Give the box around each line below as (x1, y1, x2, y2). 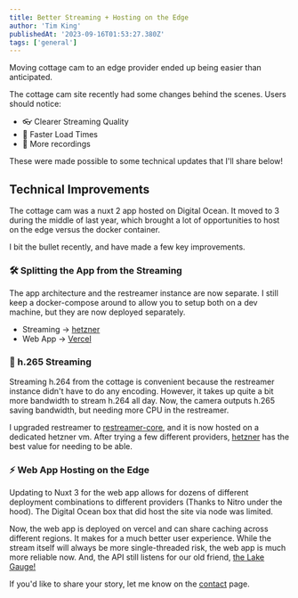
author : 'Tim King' (9, 21, 82, 30)
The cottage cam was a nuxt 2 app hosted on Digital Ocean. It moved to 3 (9, 206, 280, 217)
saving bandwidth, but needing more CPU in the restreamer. (9, 405, 230, 415)
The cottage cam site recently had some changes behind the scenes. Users (9, 89, 286, 100)
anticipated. (9, 72, 53, 83)
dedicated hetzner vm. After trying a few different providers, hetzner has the (9, 431, 290, 442)
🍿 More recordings (21, 139, 91, 150)
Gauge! (9, 561, 36, 571)
